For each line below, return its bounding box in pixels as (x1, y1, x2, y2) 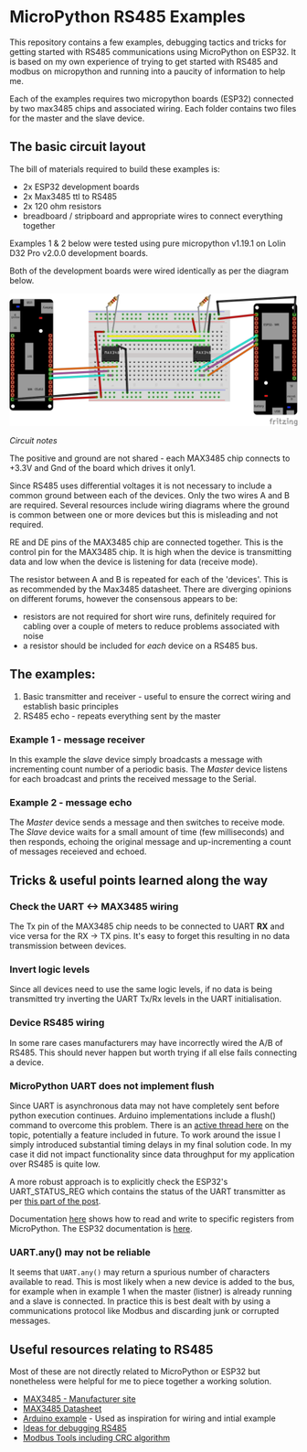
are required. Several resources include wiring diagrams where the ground (9, 500, 290, 511)
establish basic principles (22, 700, 119, 711)
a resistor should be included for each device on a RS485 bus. (22, 640, 259, 651)
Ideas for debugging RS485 (22, 1423, 127, 1434)
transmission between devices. (9, 940, 127, 952)
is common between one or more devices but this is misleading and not (9, 509, 279, 520)
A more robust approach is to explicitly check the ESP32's (9, 1177, 228, 1188)
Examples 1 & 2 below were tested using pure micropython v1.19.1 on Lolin (9, 238, 286, 249)
